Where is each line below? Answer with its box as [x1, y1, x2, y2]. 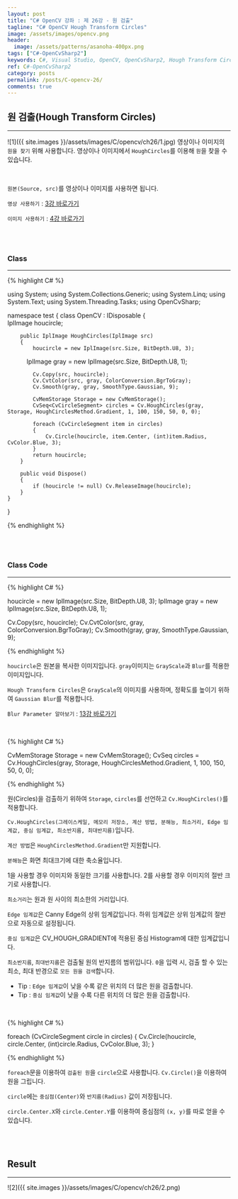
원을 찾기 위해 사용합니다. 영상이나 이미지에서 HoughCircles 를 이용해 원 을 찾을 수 [7, 147, 228, 155]
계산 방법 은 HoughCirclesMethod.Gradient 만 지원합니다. [7, 840, 161, 849]
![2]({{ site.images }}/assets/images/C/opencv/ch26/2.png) [7, 1183, 181, 1192]
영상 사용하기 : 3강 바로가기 [7, 199, 79, 208]
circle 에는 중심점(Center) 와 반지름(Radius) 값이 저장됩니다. [7, 1092, 172, 1101]
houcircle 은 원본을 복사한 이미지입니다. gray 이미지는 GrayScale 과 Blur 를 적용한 [7, 661, 230, 670]
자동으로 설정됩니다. [20, 918, 76, 927]
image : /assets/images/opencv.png [7, 30, 110, 38]
